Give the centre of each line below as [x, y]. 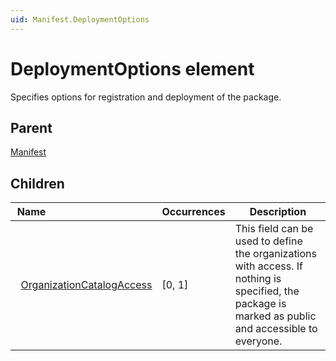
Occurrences [193, 212]
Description [278, 212]
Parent [31, 127]
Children [37, 183]
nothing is [258, 279]
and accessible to [276, 329]
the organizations [275, 254]
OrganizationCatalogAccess [86, 285]
